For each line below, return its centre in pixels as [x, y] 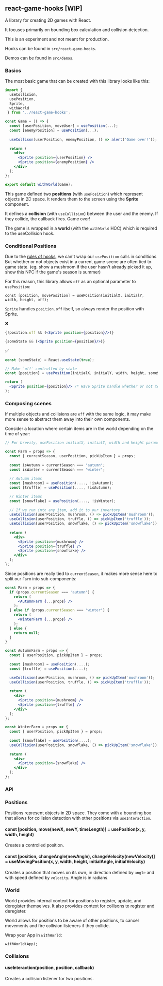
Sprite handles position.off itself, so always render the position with [74, 308]
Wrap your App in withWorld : [33, 935]
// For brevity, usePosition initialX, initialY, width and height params [82, 443]
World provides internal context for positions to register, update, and [73, 900]
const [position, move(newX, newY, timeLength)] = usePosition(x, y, [75, 829]
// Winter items [26, 496]
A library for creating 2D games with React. [48, 20]
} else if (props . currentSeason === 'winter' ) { [59, 610]
